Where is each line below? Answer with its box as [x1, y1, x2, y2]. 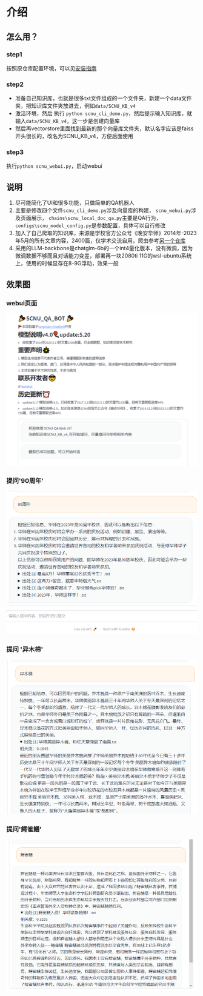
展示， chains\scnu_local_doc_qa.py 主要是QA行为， [31, 214, 162, 222]
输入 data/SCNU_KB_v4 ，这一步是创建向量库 [15, 118, 120, 125]
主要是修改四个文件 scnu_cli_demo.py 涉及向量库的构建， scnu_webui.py [15, 207, 191, 214]
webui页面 [6, 299, 38, 307]
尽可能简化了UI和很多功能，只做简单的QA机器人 [15, 199, 135, 207]
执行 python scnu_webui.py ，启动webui [6, 162, 102, 170]
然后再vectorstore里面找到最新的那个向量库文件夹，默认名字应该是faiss [15, 125, 194, 132]
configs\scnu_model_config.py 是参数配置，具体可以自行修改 [15, 222, 166, 229]
